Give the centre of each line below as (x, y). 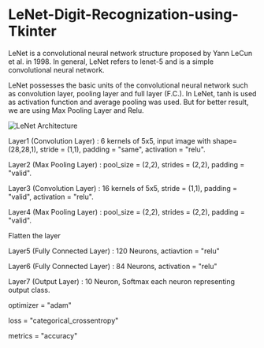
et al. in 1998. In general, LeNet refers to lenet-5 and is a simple (111, 62)
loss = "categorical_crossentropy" (63, 320)
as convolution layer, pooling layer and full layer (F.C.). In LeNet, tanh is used (132, 93)
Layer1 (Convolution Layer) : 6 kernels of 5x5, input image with (110, 140)
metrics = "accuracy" (43, 335)
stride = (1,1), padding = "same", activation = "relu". (123, 149)
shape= (225, 140)
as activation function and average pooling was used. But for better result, (128, 102)
